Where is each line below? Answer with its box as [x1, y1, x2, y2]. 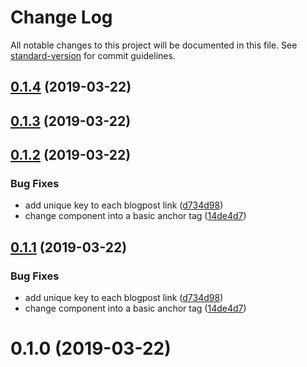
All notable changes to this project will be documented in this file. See [10, 39, 298, 51]
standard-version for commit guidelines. [10, 49, 176, 61]
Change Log [10, 6, 113, 29]
